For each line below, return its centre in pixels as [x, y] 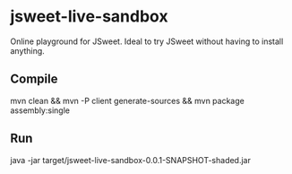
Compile [34, 79]
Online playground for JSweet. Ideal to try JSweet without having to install [147, 41]
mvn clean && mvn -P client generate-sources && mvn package [127, 100]
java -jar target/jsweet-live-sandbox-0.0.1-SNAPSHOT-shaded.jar [131, 160]
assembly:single [40, 110]
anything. [28, 50]
